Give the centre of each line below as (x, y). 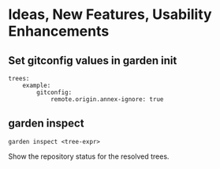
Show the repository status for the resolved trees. (89, 156)
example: (37, 85)
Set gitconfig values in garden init (93, 60)
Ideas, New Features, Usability (110, 15)
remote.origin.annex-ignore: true (107, 100)
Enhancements (59, 31)
